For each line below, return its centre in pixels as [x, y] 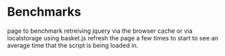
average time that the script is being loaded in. [73, 45]
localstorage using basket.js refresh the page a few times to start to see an [113, 38]
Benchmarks [44, 12]
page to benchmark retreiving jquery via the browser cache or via [100, 31]
